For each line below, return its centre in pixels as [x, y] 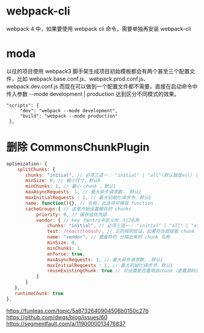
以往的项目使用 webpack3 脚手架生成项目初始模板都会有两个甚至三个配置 [98, 71]
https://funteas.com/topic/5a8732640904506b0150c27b [77, 311]
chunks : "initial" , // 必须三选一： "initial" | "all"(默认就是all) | [112, 175]
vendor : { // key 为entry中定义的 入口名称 [88, 220]
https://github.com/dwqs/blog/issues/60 [57, 317]
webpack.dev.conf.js [32, 86]
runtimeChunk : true [39, 293]
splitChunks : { [36, 169]
